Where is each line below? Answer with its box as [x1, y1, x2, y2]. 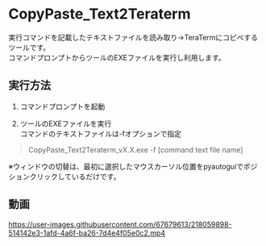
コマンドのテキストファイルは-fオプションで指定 [19, 128, 181, 138]
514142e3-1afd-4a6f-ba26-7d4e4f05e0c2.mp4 [8, 227, 166, 238]
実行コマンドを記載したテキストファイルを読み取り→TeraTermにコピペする [8, 32, 259, 42]
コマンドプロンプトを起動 [19, 102, 106, 111]
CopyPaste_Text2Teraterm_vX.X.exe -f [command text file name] [27, 144, 243, 154]
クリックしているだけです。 [29, 171, 121, 181]
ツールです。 [8, 42, 51, 52]
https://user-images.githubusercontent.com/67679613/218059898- [8, 219, 232, 229]
